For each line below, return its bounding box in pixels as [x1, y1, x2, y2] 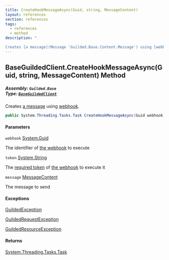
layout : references [5, 12, 46, 17]
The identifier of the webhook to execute [5, 145, 90, 151]
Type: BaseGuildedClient [5, 90, 57, 96]
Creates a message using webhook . [5, 103, 79, 109]
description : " [5, 36, 37, 41]
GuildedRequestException [5, 216, 59, 222]
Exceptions [5, 195, 29, 202]
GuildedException [5, 207, 42, 213]
